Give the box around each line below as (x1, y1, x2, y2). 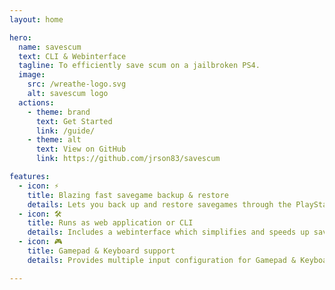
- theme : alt (27, 135, 82, 145)
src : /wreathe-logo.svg (27, 79, 127, 90)
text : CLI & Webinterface (18, 51, 127, 61)
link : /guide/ (35, 126, 96, 136)
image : (18, 70, 46, 80)
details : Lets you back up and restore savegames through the (27, 199, 292, 210)
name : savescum (18, 42, 82, 52)
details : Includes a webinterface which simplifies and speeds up (27, 227, 310, 238)
